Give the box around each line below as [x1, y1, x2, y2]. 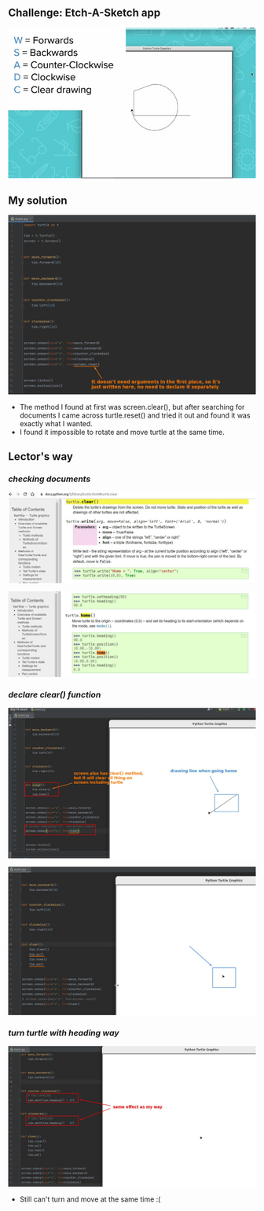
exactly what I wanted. [19, 418, 93, 428]
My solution [8, 193, 68, 207]
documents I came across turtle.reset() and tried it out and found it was [19, 410, 251, 420]
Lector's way [8, 450, 73, 463]
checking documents [8, 473, 91, 484]
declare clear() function [8, 690, 101, 701]
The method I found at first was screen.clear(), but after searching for [19, 402, 245, 411]
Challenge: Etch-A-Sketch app [8, 6, 161, 20]
